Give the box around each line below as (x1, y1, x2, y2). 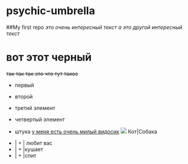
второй (14, 93, 33, 100)
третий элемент (14, 104, 56, 111)
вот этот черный (6, 51, 92, 64)
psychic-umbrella (6, 4, 96, 18)
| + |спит (14, 152, 37, 159)
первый (14, 81, 34, 88)
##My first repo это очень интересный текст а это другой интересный (6, 24, 183, 31)
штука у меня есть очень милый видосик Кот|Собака (14, 128, 158, 135)
